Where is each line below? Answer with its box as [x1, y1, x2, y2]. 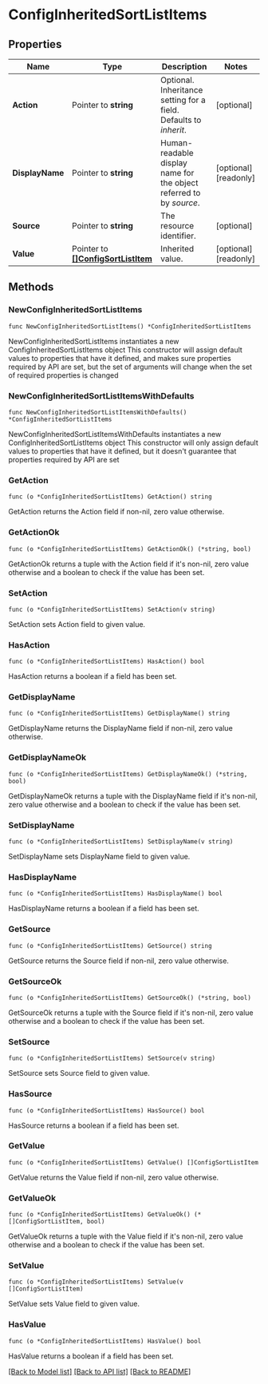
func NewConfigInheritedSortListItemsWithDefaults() [8, 408, 187, 416]
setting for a [160, 94, 206, 105]
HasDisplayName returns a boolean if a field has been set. [8, 904, 199, 914]
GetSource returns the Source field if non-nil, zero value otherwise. [8, 956, 230, 966]
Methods [8, 280, 54, 294]
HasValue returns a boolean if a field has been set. [8, 1351, 174, 1361]
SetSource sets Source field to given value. [8, 1069, 150, 1078]
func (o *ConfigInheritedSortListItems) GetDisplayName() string [8, 709, 230, 718]
